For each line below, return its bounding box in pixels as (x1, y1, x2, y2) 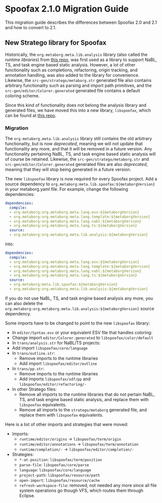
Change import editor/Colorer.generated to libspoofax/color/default (12, 335, 154, 341)
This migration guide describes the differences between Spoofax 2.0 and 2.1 (5, 19, 157, 25)
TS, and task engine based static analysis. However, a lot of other (5, 62, 135, 67)
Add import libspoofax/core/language (12, 345, 88, 351)
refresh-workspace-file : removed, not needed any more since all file (19, 482, 157, 488)
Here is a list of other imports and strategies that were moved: (5, 421, 129, 427)
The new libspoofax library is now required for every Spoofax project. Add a (5, 176, 157, 182)
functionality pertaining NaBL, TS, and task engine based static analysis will (5, 151, 156, 157)
